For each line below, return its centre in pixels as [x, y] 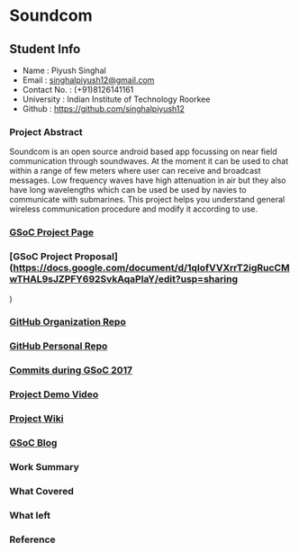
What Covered [41, 491]
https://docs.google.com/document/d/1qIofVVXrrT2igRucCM [151, 268]
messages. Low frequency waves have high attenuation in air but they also [148, 180]
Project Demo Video [54, 394]
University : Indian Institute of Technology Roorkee [116, 99]
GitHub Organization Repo [68, 322]
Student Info [45, 49]
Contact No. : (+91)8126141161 [78, 90]
